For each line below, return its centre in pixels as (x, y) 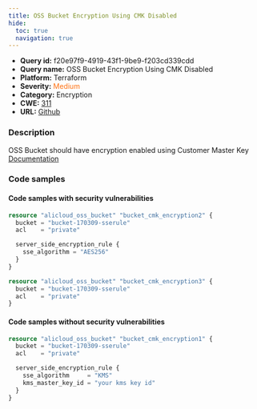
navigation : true (44, 38)
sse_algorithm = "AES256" (66, 252)
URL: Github (40, 112)
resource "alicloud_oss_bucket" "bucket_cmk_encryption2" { (111, 215)
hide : (17, 23)
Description (32, 133)
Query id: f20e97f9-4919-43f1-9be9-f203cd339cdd (107, 61)
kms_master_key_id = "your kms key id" (89, 383)
